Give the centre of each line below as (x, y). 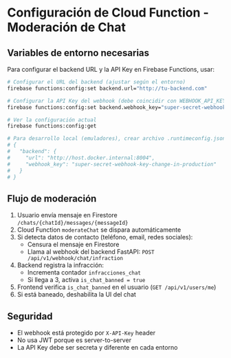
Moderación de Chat (66, 27)
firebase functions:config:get (52, 126)
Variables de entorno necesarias (78, 53)
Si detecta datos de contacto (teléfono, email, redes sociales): (105, 237)
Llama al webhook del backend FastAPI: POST (91, 252)
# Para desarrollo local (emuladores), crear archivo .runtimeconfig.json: (118, 139)
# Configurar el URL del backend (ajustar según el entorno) (97, 82)
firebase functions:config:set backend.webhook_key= (84, 107)
